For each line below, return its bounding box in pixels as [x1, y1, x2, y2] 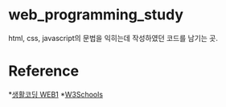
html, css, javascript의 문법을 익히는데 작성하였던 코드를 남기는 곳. [8, 33, 219, 43]
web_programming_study [8, 6, 183, 24]
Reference [8, 62, 79, 80]
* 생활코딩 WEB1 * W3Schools [8, 89, 103, 99]
